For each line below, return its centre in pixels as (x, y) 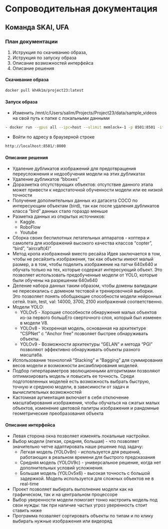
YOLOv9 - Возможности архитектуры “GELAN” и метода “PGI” (86, 344)
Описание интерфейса (30, 425)
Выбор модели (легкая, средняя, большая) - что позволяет (76, 441)
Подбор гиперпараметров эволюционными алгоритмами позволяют (86, 371)
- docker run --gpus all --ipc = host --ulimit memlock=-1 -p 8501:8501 (80, 127)
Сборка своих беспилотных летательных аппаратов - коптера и (81, 238)
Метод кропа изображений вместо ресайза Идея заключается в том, (87, 254)
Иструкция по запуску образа (44, 58)
